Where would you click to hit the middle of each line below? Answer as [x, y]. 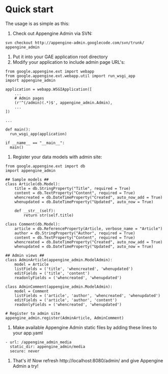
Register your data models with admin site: [57, 157]
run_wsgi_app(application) [38, 134]
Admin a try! [25, 366]
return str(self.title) [49, 215]
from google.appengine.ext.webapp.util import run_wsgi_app [71, 76]
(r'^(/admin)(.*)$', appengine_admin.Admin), [64, 103]
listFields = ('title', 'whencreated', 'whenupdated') [74, 269]
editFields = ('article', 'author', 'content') [66, 300]
